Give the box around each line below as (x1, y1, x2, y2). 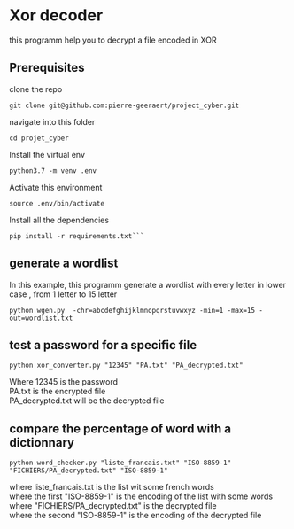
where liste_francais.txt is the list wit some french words (9, 482, 214, 493)
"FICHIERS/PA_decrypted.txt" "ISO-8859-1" (9, 466, 168, 475)
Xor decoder (9, 5, 104, 26)
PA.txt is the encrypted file (9, 386, 106, 397)
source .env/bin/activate (9, 198, 104, 208)
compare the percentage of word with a (9, 421, 232, 436)
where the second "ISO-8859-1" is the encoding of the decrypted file (9, 510, 262, 521)
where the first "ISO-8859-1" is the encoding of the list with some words (9, 491, 273, 502)
